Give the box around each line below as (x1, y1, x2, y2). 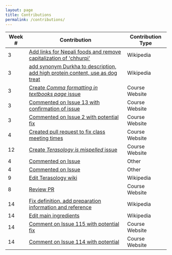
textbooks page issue (29, 91, 81, 98)
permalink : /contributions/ (5, 17, 66, 22)
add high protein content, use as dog (29, 70, 118, 77)
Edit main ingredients (29, 212, 80, 219)
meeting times (29, 135, 63, 142)
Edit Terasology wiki (29, 175, 78, 182)
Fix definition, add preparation (29, 198, 101, 205)
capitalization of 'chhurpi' (29, 55, 91, 62)
